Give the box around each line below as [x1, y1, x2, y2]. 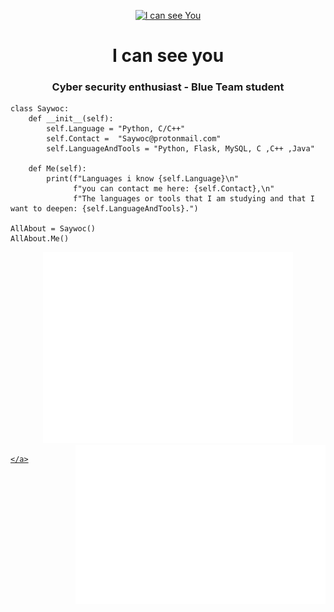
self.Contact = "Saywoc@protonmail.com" [46, 134, 222, 144]
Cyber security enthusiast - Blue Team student [51, 80, 285, 94]
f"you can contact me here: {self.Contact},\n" [73, 184, 275, 194]
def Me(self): [28, 164, 87, 174]
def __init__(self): [28, 114, 114, 124]
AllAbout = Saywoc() [10, 224, 97, 234]
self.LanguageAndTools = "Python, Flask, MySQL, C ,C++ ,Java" [46, 144, 315, 154]
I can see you [111, 45, 225, 67]
